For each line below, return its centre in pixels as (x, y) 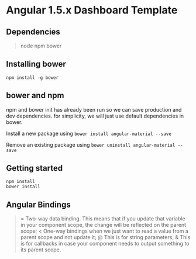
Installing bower (36, 64)
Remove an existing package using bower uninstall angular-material (91, 144)
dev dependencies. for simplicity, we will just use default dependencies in (95, 116)
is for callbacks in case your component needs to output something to (105, 244)
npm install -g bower (32, 77)
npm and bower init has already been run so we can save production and (94, 109)
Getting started (35, 168)
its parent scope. (41, 250)
